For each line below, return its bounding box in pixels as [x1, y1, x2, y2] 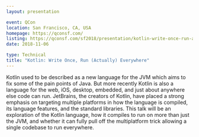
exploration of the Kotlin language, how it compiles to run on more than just [6, 111, 190, 118]
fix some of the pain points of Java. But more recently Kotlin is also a [6, 80, 174, 87]
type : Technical [6, 52, 46, 58]
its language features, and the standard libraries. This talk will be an [6, 105, 171, 112]
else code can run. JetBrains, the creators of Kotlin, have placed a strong [6, 92, 185, 99]
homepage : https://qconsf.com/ [6, 30, 84, 36]
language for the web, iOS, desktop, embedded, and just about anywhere [6, 86, 185, 93]
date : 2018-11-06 [6, 41, 49, 47]
